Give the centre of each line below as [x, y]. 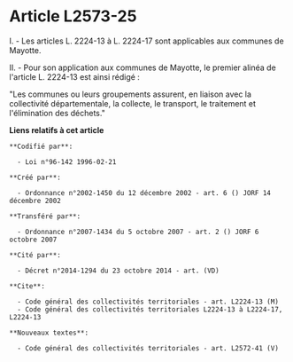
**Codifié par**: [41, 146]
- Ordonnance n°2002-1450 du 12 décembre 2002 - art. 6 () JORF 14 [144, 193]
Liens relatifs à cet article [57, 130]
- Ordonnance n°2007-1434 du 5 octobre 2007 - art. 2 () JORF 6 [138, 232]
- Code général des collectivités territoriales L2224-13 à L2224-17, [150, 309]
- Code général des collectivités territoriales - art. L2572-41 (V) [148, 348]
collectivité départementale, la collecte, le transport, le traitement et [133, 103]
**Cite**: [27, 286]
